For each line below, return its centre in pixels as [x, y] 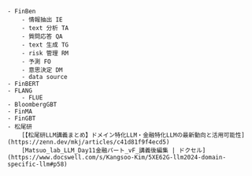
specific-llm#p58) [37, 164]
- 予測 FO [37, 62]
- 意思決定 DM [42, 70]
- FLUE [32, 98]
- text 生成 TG [45, 45]
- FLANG [20, 91]
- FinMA [20, 111]
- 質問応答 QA [42, 36]
